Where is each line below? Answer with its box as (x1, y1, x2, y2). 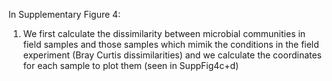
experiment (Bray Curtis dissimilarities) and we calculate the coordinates (22, 49, 323, 61)
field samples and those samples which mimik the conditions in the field (22, 39, 320, 50)
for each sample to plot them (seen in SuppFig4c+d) (22, 60, 240, 71)
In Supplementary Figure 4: (8, 9, 121, 20)
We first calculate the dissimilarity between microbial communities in (22, 28, 306, 39)
